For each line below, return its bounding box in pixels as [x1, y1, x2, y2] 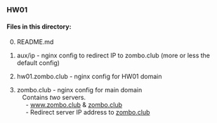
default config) [16, 59, 60, 67]
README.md [16, 38, 54, 46]
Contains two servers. [22, 93, 86, 102]
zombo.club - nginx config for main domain [16, 86, 143, 94]
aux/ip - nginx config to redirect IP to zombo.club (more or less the [16, 51, 210, 60]
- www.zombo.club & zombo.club [25, 101, 123, 109]
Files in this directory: [6, 22, 72, 31]
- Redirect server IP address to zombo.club [25, 108, 150, 117]
